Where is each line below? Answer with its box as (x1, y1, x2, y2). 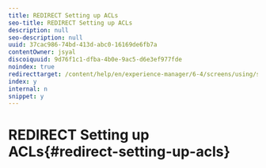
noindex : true (8, 63, 55, 71)
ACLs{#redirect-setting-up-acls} (8, 143, 231, 161)
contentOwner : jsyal (8, 48, 77, 56)
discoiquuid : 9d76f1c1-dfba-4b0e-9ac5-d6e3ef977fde (8, 56, 182, 64)
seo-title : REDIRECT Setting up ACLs (8, 19, 133, 27)
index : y (8, 77, 37, 85)
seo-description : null (8, 33, 83, 42)
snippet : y (8, 92, 44, 100)
